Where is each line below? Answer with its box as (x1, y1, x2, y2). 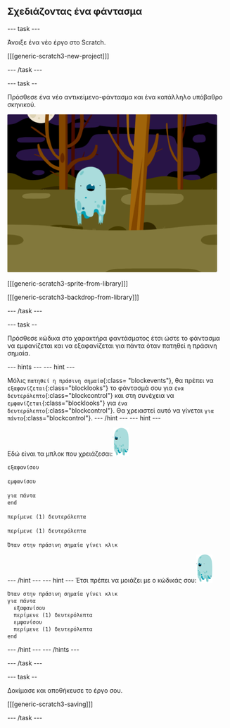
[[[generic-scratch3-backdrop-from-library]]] (7, 293, 139, 301)
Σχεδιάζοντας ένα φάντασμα (7, 6, 143, 18)
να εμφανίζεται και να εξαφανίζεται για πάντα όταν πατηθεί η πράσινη (7, 341, 217, 350)
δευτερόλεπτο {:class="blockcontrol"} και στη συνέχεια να (7, 391, 174, 399)
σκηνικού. (7, 100, 37, 109)
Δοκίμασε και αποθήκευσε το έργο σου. (7, 686, 123, 694)
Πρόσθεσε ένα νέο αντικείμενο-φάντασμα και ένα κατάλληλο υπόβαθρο (7, 92, 223, 101)
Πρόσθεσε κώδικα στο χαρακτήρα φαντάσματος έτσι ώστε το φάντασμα (7, 334, 220, 342)
